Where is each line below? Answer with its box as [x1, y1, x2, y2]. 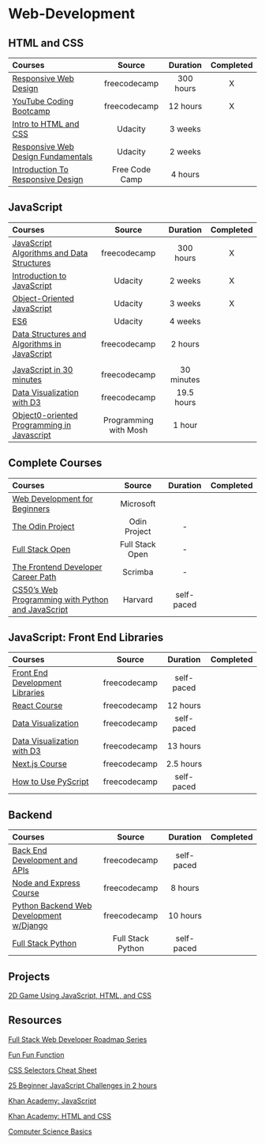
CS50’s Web [12, 584, 58, 595]
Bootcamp [12, 106, 50, 116]
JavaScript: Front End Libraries [8, 631, 164, 645]
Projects [8, 970, 50, 983]
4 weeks [169, 316, 201, 327]
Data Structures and [12, 328, 87, 339]
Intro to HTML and [12, 119, 80, 129]
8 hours [170, 883, 200, 894]
